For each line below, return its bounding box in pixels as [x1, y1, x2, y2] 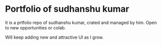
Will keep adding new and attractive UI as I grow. [5, 34, 104, 40]
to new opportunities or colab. [5, 24, 66, 30]
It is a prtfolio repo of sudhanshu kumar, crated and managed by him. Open [5, 20, 157, 25]
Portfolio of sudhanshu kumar [5, 3, 129, 15]
